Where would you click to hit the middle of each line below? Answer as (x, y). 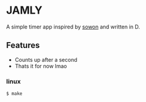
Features (23, 45)
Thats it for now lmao (41, 66)
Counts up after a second (46, 59)
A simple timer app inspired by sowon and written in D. (73, 27)
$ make (14, 94)
